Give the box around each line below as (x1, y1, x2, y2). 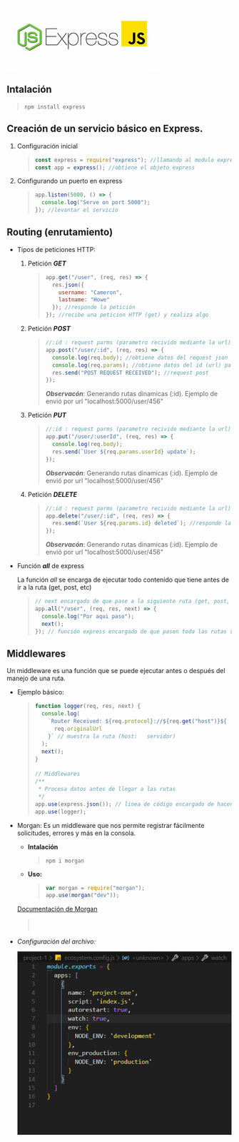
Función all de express (16, 562, 85, 570)
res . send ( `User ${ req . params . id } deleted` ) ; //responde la (51, 520, 231, 527)
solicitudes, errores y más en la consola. (16, 829, 136, 837)
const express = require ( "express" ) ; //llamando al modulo (34, 156, 215, 163)
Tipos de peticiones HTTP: (16, 245, 96, 253)
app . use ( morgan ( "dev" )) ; (45, 891, 120, 899)
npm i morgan (45, 857, 85, 864)
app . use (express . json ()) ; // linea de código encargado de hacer (34, 800, 233, 808)
